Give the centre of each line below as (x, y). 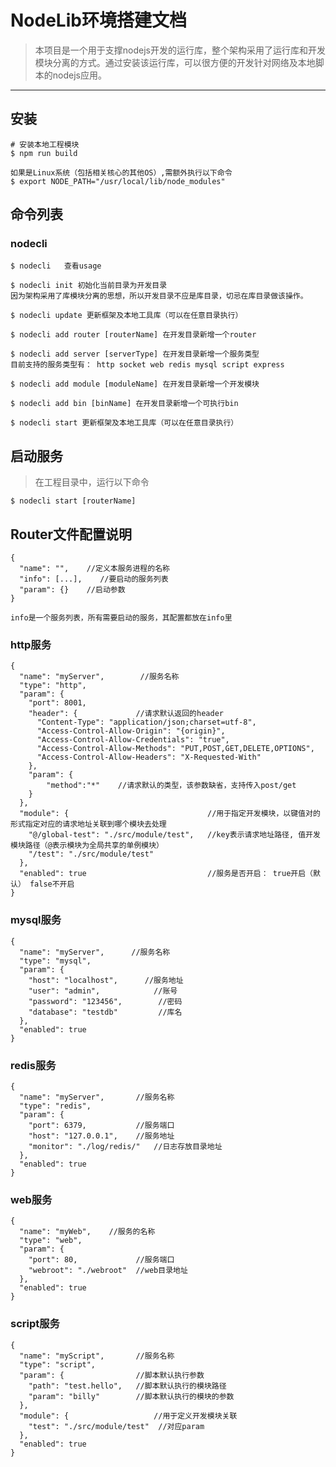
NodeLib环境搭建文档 (98, 20)
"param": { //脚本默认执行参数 (112, 1375)
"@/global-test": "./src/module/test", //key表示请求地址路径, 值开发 (174, 835)
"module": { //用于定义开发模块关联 (128, 1416)
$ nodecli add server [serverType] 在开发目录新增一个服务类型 (135, 354)
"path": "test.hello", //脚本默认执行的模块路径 (127, 1386)
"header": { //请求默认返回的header (126, 714)
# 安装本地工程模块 (45, 144)
